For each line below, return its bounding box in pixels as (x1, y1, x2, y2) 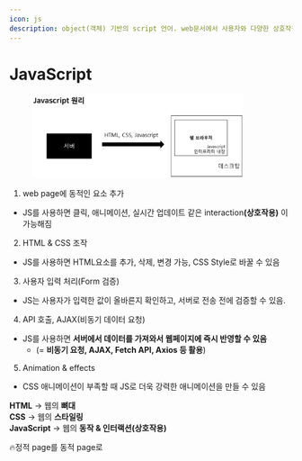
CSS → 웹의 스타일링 (9, 411, 84, 422)
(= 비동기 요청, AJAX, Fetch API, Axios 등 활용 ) (35, 344, 207, 355)
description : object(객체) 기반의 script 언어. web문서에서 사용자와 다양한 (9, 23, 270, 33)
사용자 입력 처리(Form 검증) (22, 276, 120, 286)
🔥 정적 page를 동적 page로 (9, 441, 103, 452)
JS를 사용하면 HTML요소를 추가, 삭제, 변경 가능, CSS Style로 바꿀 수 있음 (22, 257, 280, 267)
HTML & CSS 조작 (22, 237, 88, 248)
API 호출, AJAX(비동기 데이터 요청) (22, 313, 146, 324)
